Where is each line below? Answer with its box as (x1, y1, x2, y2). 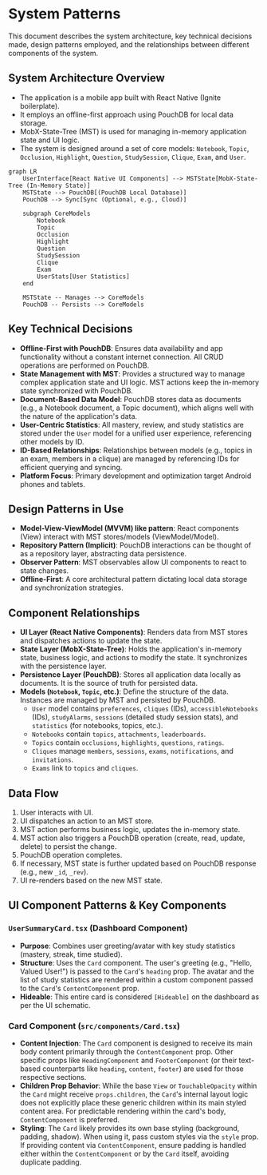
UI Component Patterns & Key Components (8, 898, 227, 912)
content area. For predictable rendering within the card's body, (19, 1106, 226, 1116)
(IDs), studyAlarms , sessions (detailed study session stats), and (31, 712, 239, 722)
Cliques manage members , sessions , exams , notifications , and (31, 747, 234, 756)
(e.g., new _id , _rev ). (19, 867, 89, 876)
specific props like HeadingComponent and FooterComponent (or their (19, 1055, 238, 1065)
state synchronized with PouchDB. (19, 385, 134, 396)
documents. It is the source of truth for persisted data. (19, 679, 198, 688)
